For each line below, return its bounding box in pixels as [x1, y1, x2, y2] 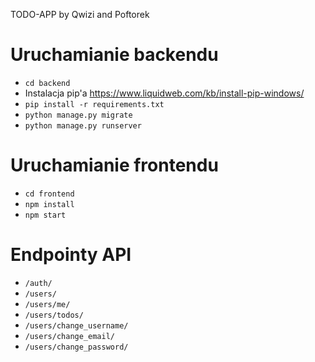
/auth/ [24, 278, 53, 288]
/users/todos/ [24, 310, 84, 320]
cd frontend [24, 189, 75, 199]
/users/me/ [24, 299, 71, 309]
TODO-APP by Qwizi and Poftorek [10, 9, 150, 20]
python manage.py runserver [24, 120, 142, 131]
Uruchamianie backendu [10, 44, 219, 66]
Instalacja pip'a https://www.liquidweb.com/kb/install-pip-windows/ [24, 87, 305, 99]
